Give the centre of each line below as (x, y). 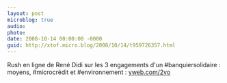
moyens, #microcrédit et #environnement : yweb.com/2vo (89, 72)
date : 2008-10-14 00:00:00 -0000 (55, 39)
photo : (16, 33)
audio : (16, 26)
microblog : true (30, 20)
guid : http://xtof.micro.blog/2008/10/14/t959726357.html (91, 45)
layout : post (26, 13)
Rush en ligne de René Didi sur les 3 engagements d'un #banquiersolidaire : (114, 65)
